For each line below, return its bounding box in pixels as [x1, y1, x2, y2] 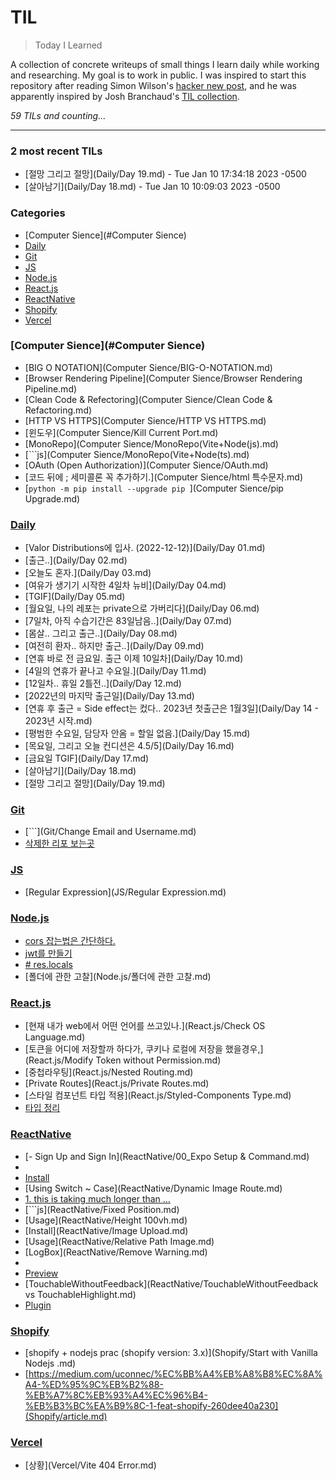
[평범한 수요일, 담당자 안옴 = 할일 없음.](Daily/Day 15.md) [24, 727, 251, 740]
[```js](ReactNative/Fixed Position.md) [24, 1203, 180, 1215]
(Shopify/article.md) [24, 1410, 108, 1422]
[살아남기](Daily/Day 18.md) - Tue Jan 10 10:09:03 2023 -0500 [24, 181, 281, 193]
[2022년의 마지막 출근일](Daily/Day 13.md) [24, 690, 195, 702]
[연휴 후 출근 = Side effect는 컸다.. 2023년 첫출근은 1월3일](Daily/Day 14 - [24, 702, 320, 715]
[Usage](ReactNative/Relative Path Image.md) [24, 1235, 215, 1247]
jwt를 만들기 [24, 947, 73, 960]
